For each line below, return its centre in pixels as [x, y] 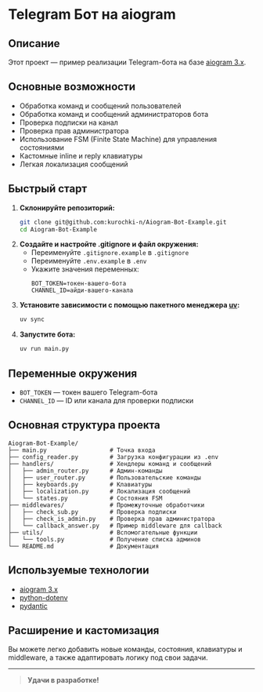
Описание [34, 44]
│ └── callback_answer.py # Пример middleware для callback [115, 526]
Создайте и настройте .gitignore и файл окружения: [109, 244]
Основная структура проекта [84, 425]
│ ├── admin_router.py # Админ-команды [85, 471]
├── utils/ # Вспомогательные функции [103, 532]
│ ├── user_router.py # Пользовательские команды [104, 477]
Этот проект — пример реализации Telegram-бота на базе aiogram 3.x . [127, 62]
